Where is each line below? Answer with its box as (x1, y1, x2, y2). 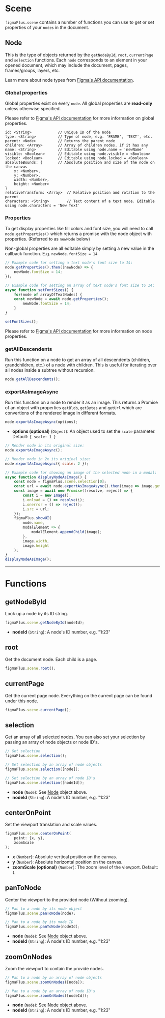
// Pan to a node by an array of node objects (5, 975, 102, 980)
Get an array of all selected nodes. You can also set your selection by (5, 734, 145, 740)
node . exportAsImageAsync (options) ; (5, 419, 78, 424)
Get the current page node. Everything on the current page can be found (5, 692, 152, 698)
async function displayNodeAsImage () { (5, 475, 87, 479)
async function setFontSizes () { (5, 287, 74, 293)
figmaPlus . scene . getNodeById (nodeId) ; (5, 620, 84, 625)
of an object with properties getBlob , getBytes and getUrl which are (5, 405, 142, 411)
